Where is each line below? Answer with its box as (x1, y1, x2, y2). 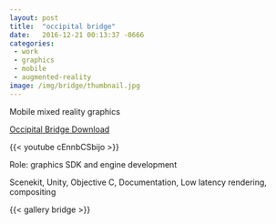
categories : (9, 38, 55, 48)
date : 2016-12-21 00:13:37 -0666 (9, 30, 145, 39)
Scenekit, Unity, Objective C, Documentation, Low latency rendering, (9, 177, 267, 188)
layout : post (9, 13, 59, 23)
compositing (9, 186, 56, 197)
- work (13, 47, 39, 56)
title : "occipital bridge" (9, 22, 117, 31)
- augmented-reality (13, 73, 92, 82)
